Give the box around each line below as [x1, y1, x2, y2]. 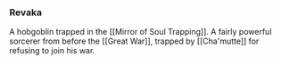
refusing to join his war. [9, 45, 95, 56]
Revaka [9, 6, 43, 19]
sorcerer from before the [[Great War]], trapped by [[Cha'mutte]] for [9, 36, 260, 46]
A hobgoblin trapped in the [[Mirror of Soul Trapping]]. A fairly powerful [9, 27, 272, 37]
